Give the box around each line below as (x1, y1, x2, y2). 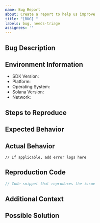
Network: (12, 94, 31, 100)
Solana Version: (12, 89, 44, 95)
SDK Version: (12, 73, 39, 79)
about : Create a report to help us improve (5, 12, 96, 17)
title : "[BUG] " (5, 16, 38, 21)
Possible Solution (5, 212, 60, 220)
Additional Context (5, 195, 64, 203)
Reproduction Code (5, 168, 66, 177)
